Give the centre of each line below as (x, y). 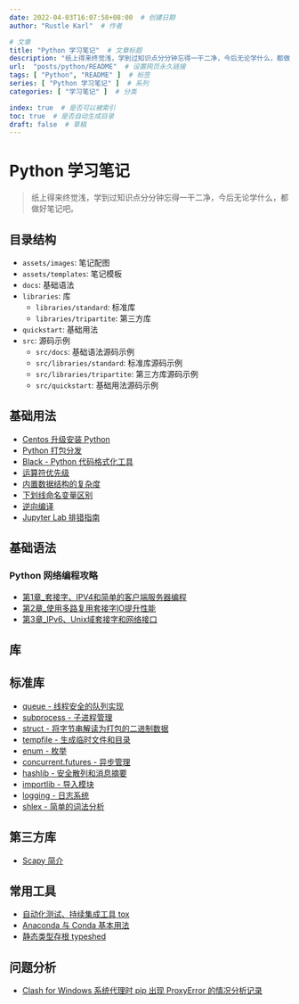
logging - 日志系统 (56, 795)
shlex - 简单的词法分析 (63, 806)
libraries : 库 (46, 296)
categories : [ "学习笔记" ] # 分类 (73, 91)
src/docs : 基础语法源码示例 (85, 352)
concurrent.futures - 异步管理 (76, 761)
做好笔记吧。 (54, 209)
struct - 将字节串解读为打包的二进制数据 (95, 728)
